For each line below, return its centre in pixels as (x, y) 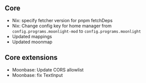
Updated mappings (32, 36)
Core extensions (31, 58)
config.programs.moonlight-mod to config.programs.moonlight (77, 31)
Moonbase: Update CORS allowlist (48, 69)
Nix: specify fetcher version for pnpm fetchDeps (62, 20)
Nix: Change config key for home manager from (62, 26)
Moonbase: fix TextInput (37, 75)
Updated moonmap (32, 42)
